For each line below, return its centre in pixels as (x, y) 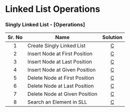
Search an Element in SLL (57, 102)
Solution (112, 37)
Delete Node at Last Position (61, 86)
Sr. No (15, 37)
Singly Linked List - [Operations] (45, 25)
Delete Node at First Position (61, 78)
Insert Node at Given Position (62, 70)
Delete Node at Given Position (62, 94)
